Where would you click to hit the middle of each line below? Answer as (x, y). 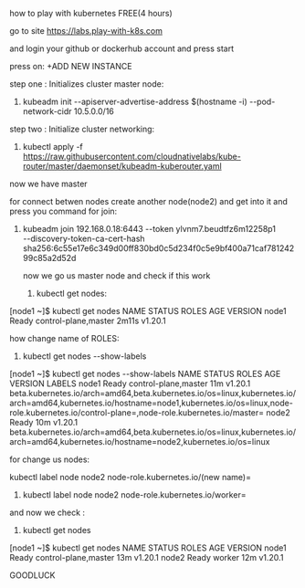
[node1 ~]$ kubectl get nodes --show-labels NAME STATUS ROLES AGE (145, 374)
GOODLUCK (32, 575)
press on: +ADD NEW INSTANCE (71, 66)
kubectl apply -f (53, 147)
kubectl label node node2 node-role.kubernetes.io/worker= (134, 495)
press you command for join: (63, 211)
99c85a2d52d (49, 258)
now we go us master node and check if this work (116, 276)
